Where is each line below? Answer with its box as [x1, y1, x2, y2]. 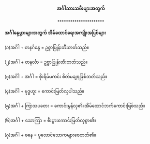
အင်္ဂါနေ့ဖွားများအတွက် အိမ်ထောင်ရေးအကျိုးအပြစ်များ [4, 30, 106, 36]
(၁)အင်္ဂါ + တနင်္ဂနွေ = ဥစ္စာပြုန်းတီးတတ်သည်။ [4, 44, 89, 51]
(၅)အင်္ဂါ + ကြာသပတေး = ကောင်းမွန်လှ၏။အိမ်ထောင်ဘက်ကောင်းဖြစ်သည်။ [4, 103, 146, 109]
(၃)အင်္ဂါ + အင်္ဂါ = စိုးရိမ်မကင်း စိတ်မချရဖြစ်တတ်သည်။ [4, 73, 107, 80]
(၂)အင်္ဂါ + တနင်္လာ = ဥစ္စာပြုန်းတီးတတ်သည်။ [4, 59, 88, 65]
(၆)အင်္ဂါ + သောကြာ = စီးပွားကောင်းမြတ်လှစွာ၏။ [4, 117, 97, 124]
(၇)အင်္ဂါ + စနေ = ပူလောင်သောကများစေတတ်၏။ [4, 132, 96, 138]
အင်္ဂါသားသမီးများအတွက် [57, 5, 105, 11]
